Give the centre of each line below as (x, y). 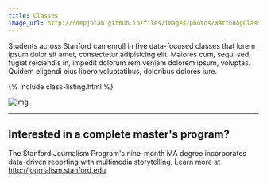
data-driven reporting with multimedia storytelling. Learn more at (114, 162)
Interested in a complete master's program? (119, 134)
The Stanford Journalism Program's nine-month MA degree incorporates (128, 154)
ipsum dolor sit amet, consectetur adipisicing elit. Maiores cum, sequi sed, (130, 54)
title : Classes (33, 16)
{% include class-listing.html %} (61, 86)
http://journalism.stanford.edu (57, 170)
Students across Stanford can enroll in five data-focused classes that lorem (132, 45)
